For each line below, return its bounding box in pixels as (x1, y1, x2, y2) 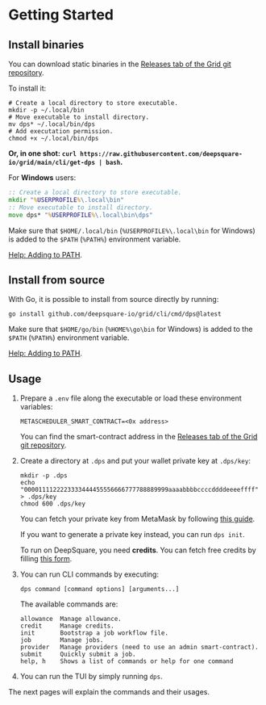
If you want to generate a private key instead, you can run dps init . (19, 530, 245, 539)
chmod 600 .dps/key (19, 500, 86, 508)
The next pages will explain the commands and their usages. (8, 687, 210, 697)
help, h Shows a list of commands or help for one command (19, 657, 234, 665)
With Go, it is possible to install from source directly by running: (8, 295, 219, 304)
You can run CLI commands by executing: (19, 569, 160, 579)
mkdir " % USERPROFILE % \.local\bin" (8, 195, 125, 204)
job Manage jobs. (19, 636, 104, 644)
